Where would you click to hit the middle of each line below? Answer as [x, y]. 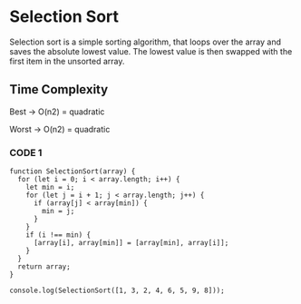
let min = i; [50, 188]
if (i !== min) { [58, 235]
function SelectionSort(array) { [73, 172]
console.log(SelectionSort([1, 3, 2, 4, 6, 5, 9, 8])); [117, 291]
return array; [44, 267]
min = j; [58, 211]
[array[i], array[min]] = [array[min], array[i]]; [131, 243]
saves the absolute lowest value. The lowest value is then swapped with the [151, 51]
